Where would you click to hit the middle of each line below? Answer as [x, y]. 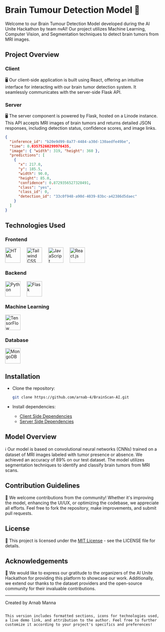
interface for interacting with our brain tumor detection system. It [71, 87]
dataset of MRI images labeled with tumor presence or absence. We [74, 455]
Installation [23, 376]
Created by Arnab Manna [31, 603]
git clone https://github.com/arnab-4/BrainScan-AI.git [70, 398]
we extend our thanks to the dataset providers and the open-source [74, 583]
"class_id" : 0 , [34, 192]
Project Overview [32, 55]
